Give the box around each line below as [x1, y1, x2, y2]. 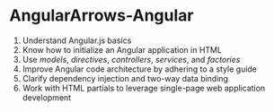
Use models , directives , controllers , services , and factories [22, 54, 241, 65]
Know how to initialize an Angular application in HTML [22, 44, 223, 55]
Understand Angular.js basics [22, 35, 132, 46]
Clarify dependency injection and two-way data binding [22, 73, 229, 83]
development [22, 91, 72, 103]
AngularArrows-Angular [9, 5, 194, 26]
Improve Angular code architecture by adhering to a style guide [22, 64, 258, 74]
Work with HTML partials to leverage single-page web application [22, 82, 266, 93]
